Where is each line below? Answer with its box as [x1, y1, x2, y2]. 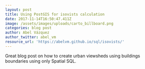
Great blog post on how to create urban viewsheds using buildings [5, 53, 141, 59]
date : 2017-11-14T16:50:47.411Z [5, 16, 72, 21]
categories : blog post [5, 26, 52, 31]
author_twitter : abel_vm [5, 35, 56, 40]
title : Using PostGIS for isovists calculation [5, 12, 105, 17]
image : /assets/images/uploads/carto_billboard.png [5, 21, 113, 26]
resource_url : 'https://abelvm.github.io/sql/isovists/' [5, 39, 125, 44]
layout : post [5, 7, 32, 12]
